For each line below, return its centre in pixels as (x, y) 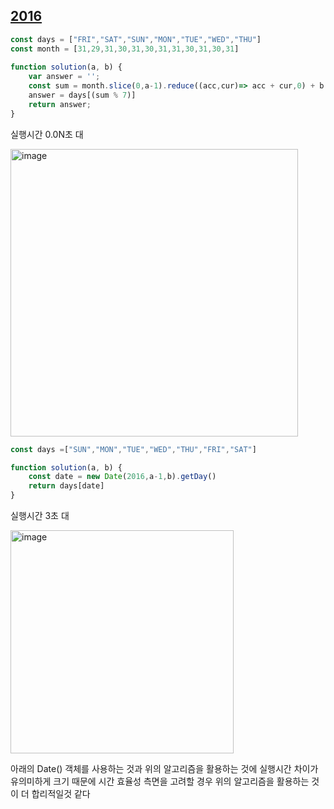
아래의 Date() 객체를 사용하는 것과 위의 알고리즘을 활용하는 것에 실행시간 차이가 (164, 769)
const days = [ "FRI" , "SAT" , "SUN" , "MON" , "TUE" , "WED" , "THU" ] (136, 39)
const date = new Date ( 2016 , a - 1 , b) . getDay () (122, 477)
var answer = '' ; (64, 77)
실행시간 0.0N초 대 (47, 134)
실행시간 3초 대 (40, 516)
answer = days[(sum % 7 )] (82, 95)
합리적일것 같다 (61, 794)
